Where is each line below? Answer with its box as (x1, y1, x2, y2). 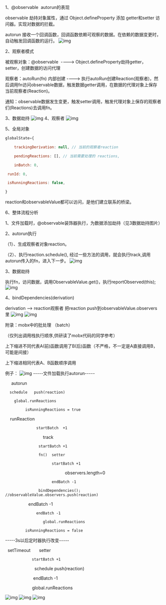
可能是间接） (5, 349, 31, 356)
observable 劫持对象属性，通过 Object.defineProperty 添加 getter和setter (5, 15, 155, 21)
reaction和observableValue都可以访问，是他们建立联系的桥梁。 (5, 199, 134, 205)
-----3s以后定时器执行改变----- (5, 538, 69, 544)
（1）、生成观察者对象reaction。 (5, 241, 69, 247)
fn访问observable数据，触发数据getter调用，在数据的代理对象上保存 (18, 82, 158, 88)
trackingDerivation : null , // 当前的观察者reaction (14, 144, 118, 150)
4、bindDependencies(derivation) (5, 295, 74, 301)
